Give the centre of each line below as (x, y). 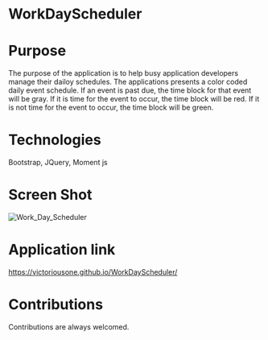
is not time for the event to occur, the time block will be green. (111, 108)
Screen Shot (50, 195)
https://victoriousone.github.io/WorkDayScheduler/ (93, 272)
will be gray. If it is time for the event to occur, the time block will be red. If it (134, 99)
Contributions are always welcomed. (69, 326)
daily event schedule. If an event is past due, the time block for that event (130, 90)
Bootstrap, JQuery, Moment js (58, 163)
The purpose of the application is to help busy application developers (124, 73)
